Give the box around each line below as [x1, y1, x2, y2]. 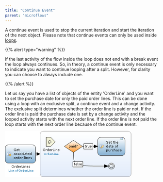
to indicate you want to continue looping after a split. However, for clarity [5, 66, 150, 72]
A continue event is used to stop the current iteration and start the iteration [5, 27, 154, 33]
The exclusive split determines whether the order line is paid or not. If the [5, 106, 151, 112]
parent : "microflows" [5, 13, 49, 18]
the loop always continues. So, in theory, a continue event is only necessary [5, 61, 157, 67]
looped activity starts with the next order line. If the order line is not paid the [5, 116, 157, 122]
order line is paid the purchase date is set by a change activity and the [5, 111, 146, 116]
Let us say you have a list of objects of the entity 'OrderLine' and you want [5, 90, 154, 96]
